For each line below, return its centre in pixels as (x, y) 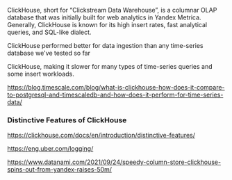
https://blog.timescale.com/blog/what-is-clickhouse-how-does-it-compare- (116, 87)
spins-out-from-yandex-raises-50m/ (60, 170)
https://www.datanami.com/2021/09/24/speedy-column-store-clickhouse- (114, 162)
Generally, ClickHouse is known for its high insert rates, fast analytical (107, 25)
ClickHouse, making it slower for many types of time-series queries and (110, 66)
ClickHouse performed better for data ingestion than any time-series (105, 46)
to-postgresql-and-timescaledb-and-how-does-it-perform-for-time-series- (115, 95)
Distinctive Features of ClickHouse (67, 120)
